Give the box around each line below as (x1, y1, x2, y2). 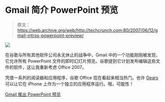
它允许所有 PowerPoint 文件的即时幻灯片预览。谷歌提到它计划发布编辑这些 (5, 58, 156, 64)
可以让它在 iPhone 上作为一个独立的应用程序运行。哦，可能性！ (5, 81, 134, 87)
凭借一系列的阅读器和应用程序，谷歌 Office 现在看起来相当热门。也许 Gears (5, 74, 159, 80)
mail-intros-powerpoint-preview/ (17, 33, 84, 38)
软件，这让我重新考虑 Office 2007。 (13, 64, 87, 70)
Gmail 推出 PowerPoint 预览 (5, 91, 61, 97)
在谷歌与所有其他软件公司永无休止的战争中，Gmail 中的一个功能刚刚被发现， (5, 52, 161, 58)
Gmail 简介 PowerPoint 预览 (5, 4, 118, 16)
